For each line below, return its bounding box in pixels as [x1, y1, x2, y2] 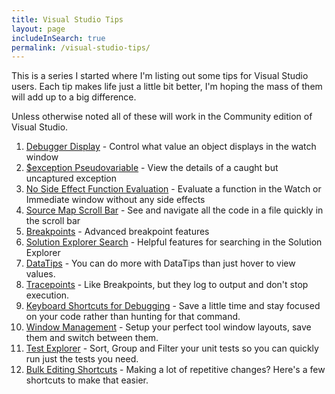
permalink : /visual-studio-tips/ [11, 42, 151, 53]
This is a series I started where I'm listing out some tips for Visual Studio [11, 70, 309, 82]
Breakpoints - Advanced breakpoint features [25, 226, 210, 238]
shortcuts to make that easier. [25, 374, 149, 386]
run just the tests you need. [25, 353, 139, 365]
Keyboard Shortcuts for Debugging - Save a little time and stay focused [25, 300, 321, 312]
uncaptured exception [25, 172, 118, 185]
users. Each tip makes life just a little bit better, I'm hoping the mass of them [11, 81, 323, 93]
